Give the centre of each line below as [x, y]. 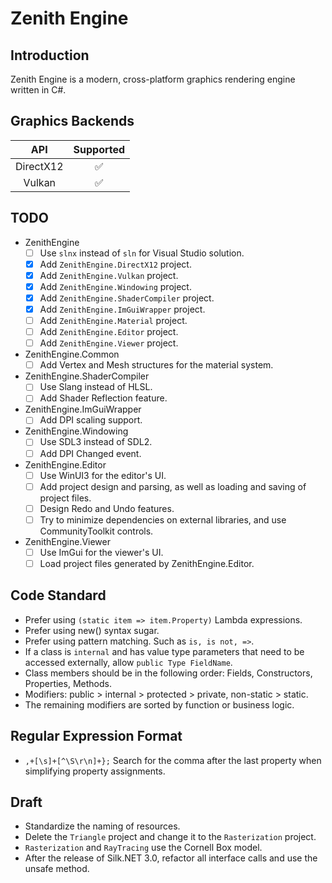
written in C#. [38, 90]
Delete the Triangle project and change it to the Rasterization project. [170, 837]
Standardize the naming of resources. [102, 826]
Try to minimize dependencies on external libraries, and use [163, 519]
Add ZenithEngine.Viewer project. [109, 343]
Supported [99, 149]
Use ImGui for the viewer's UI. [101, 552]
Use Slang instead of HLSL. [96, 387]
